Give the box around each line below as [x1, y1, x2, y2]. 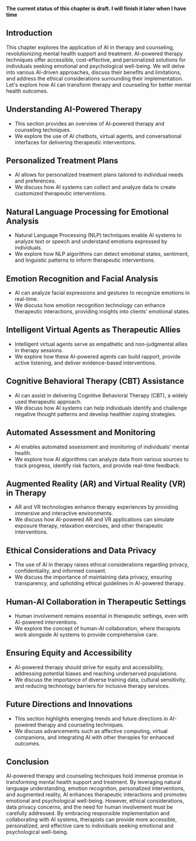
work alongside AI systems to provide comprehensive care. [14, 631, 158, 638]
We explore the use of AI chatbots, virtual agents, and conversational [14, 132, 182, 140]
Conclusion [6, 756, 49, 766]
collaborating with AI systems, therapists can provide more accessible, [6, 816, 177, 823]
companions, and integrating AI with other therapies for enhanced [14, 734, 174, 741]
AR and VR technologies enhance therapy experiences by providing [14, 504, 178, 511]
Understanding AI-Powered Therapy [6, 104, 142, 114]
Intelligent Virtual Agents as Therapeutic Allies [6, 325, 181, 335]
